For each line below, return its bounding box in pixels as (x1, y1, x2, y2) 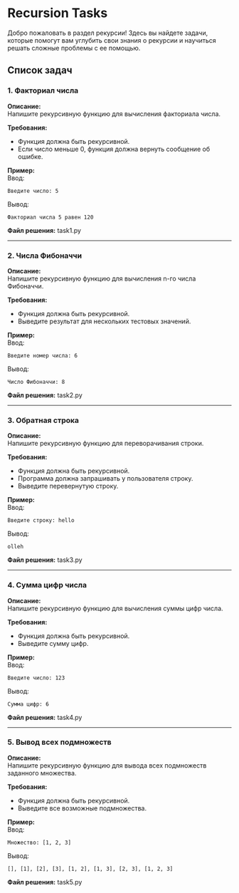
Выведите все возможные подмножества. (17, 803, 147, 813)
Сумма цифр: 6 (7, 700, 50, 708)
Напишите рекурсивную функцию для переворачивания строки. (7, 439, 204, 448)
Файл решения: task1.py (7, 226, 82, 234)
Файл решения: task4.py (7, 713, 83, 721)
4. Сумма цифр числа (7, 580, 87, 590)
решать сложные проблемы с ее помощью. (7, 43, 141, 52)
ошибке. (17, 152, 43, 161)
